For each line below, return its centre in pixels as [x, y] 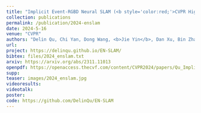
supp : [13, 73]
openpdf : [17, 67]
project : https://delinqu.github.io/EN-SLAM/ [64, 51]
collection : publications [38, 17]
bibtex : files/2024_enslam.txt [45, 56]
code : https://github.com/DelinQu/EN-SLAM [60, 100]
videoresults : [24, 84]
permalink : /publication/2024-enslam [53, 23]
